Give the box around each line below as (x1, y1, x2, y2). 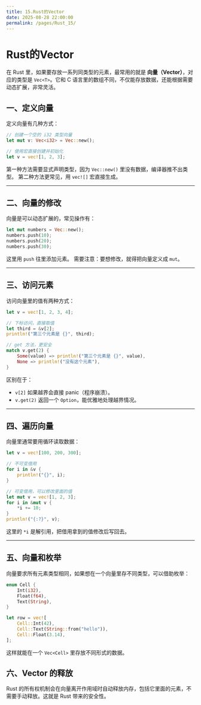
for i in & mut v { (6, 499, 52, 506)
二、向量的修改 (6, 198, 62, 208)
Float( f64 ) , (17, 593, 47, 599)
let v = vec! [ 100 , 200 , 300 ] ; (6, 450, 82, 456)
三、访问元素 (6, 280, 54, 290)
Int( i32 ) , (17, 587, 42, 593)
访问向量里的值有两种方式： (6, 297, 75, 304)
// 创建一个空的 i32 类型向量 (6, 132, 73, 138)
